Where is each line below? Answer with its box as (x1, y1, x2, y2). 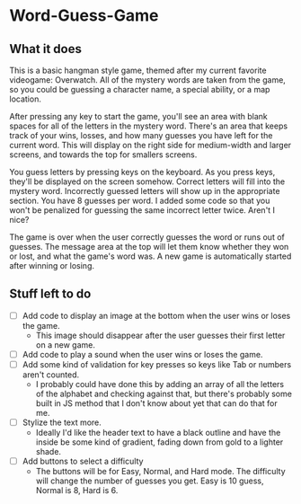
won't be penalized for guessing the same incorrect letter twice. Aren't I (9, 205, 276, 216)
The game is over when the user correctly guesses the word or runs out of (9, 232, 285, 243)
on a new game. (35, 339, 96, 350)
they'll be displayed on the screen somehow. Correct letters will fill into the (9, 176, 286, 187)
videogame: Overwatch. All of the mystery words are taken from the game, (9, 75, 286, 85)
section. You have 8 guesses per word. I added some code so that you (9, 195, 270, 206)
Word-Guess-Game (9, 5, 159, 26)
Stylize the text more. (22, 417, 102, 428)
